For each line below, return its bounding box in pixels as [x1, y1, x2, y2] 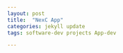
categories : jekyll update [7, 23, 85, 30]
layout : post [7, 10, 45, 17]
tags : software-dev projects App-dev [7, 29, 117, 36]
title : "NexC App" [7, 17, 64, 23]
